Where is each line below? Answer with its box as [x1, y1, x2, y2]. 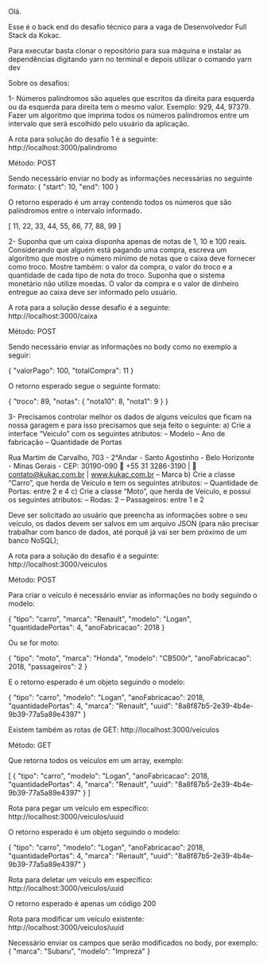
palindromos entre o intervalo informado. [8, 206, 142, 215]
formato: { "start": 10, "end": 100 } [8, 182, 119, 192]
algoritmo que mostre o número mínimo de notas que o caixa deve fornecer [8, 254, 256, 263]
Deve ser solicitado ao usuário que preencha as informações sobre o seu [8, 510, 248, 520]
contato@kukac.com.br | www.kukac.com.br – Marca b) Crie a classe [8, 470, 236, 479]
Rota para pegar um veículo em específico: [8, 803, 149, 813]
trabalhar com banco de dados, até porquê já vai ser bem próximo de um [8, 528, 247, 536]
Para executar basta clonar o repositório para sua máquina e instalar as [8, 46, 242, 55]
